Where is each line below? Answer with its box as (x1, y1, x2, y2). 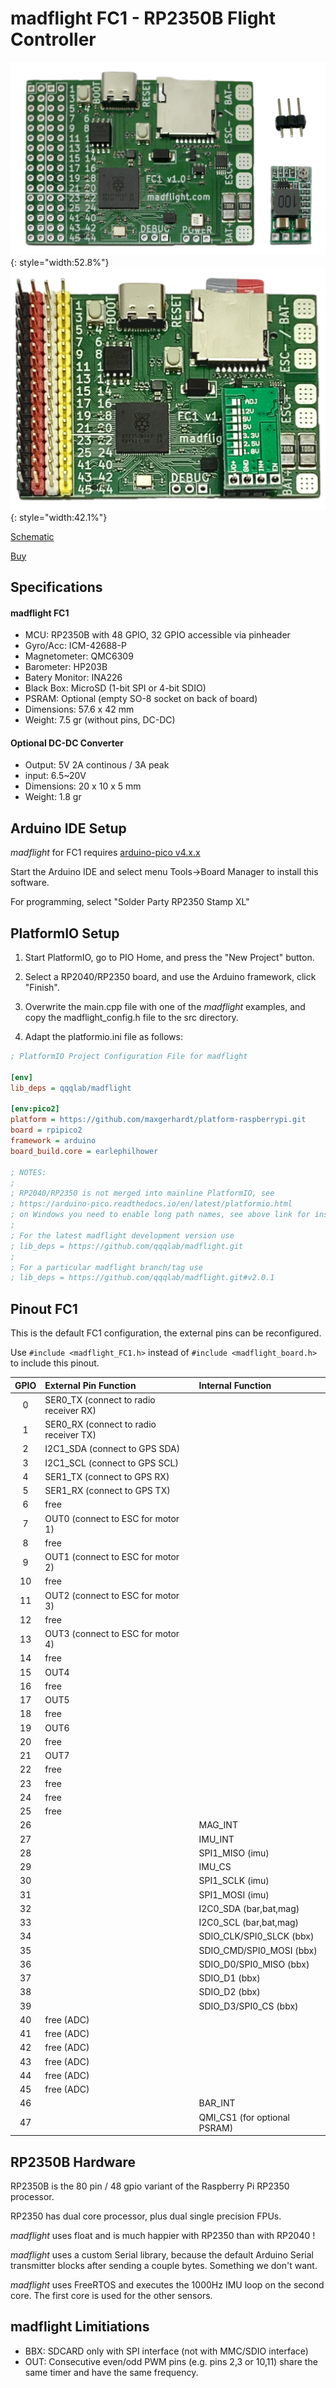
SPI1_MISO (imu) (198, 1847, 270, 1859)
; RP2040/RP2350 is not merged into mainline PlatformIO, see (10, 1188, 275, 1199)
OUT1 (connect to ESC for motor (44, 1551, 180, 1563)
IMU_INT (198, 1833, 235, 1845)
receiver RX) (44, 1404, 97, 1416)
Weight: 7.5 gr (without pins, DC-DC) (24, 714, 176, 726)
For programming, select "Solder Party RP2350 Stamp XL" (10, 896, 250, 908)
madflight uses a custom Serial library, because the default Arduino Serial (10, 2248, 314, 2261)
